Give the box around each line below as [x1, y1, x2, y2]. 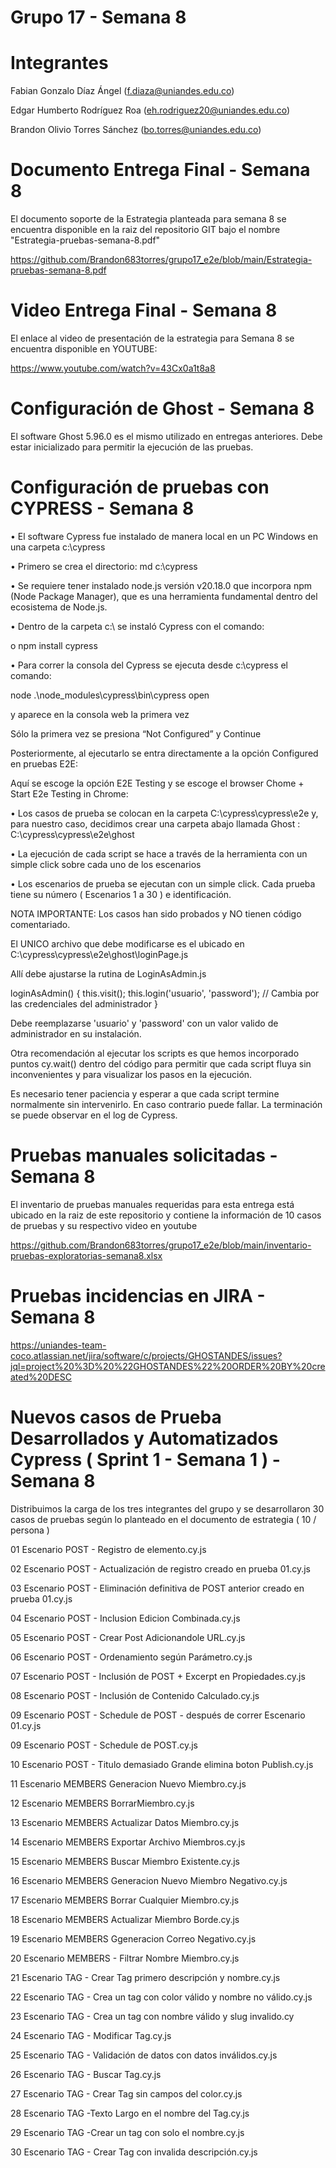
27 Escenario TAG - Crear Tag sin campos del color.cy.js [10, 2087, 243, 2100]
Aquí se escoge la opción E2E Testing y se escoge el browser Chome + [10, 777, 305, 789]
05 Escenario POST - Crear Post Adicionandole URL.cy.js [10, 1631, 246, 1643]
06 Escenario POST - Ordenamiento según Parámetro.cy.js [10, 1651, 253, 1663]
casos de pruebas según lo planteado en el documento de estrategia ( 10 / [10, 1513, 317, 1525]
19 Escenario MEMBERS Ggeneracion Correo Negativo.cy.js [10, 1932, 257, 1945]
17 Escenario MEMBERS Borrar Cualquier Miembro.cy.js [10, 1894, 240, 1906]
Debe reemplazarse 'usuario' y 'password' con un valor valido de [10, 1017, 279, 1029]
